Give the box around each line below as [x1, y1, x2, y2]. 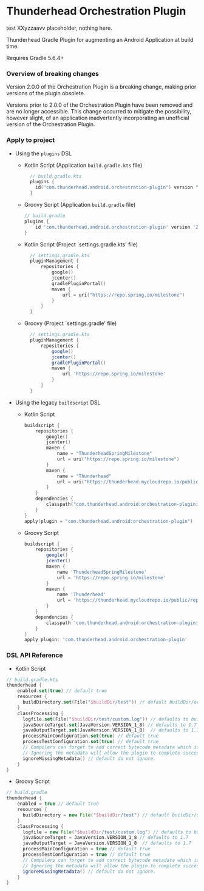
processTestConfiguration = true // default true [22, 852, 151, 858]
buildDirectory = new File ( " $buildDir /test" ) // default [22, 812, 170, 818]
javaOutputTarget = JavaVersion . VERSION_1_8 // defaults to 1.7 [22, 840, 191, 847]
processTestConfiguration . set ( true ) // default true [22, 739, 159, 745]
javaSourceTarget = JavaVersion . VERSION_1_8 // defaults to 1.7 [22, 835, 189, 841]
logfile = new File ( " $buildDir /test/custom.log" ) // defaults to [22, 829, 191, 835]
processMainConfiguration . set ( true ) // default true [22, 733, 159, 739]
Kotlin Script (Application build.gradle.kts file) [24, 161, 143, 169]
